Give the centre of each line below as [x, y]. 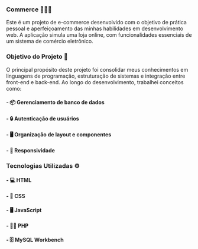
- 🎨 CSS [16, 196]
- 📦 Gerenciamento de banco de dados [55, 103]
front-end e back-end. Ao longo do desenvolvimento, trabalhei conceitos [95, 82]
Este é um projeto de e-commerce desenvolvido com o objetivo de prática [97, 23]
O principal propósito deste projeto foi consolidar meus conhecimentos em [97, 69]
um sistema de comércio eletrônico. [50, 41]
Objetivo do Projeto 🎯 [37, 57]
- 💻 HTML [19, 180]
